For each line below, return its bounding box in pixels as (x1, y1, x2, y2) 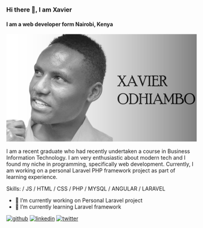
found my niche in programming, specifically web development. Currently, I (6, 160, 194, 168)
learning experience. (6, 173, 58, 180)
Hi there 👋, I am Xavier (6, 5, 72, 14)
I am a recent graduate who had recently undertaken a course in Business (6, 148, 190, 155)
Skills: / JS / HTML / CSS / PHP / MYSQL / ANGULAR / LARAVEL (6, 184, 166, 192)
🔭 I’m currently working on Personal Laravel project (14, 197, 143, 204)
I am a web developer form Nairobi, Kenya (6, 21, 114, 28)
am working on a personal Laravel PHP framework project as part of (6, 166, 176, 174)
